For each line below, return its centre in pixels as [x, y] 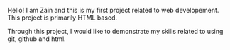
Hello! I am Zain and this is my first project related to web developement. [113, 10]
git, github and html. [37, 39]
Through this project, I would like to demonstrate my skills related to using [115, 31]
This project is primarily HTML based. [62, 18]
